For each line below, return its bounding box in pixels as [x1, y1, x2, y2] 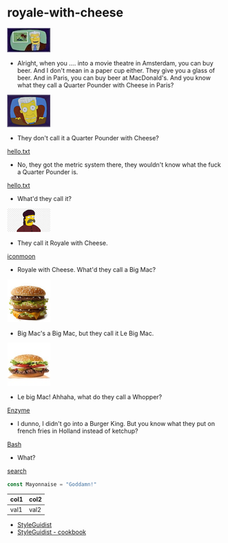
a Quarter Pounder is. [17, 167, 79, 176]
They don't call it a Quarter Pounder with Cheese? [17, 134, 160, 142]
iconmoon [7, 252, 36, 260]
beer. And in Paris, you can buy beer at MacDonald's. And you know [17, 74, 211, 82]
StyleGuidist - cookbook [17, 528, 86, 536]
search [7, 467, 27, 475]
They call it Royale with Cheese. [17, 239, 108, 247]
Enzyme [7, 406, 30, 414]
